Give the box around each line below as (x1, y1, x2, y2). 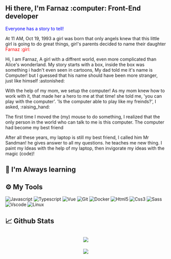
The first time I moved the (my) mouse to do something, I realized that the (5, 113, 160, 120)
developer (5, 12, 38, 21)
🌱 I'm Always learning (5, 165, 76, 174)
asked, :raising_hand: (5, 104, 50, 110)
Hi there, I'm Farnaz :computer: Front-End (5, 4, 141, 13)
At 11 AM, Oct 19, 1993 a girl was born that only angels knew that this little (5, 35, 160, 41)
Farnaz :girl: (5, 46, 31, 52)
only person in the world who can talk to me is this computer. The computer (5, 119, 164, 125)
